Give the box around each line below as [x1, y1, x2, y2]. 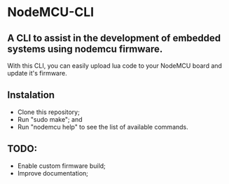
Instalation [7, 89, 55, 101]
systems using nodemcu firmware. [7, 43, 163, 55]
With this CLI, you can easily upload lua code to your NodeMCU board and [7, 62, 223, 70]
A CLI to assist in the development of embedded [7, 32, 221, 44]
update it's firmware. [7, 69, 68, 77]
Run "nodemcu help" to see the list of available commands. [17, 122, 189, 131]
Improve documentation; [17, 169, 89, 177]
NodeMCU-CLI [7, 4, 95, 20]
